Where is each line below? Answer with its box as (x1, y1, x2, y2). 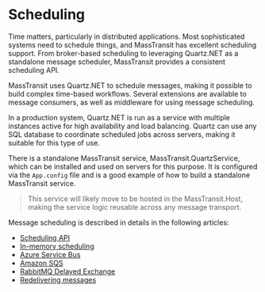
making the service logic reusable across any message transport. (27, 202, 242, 211)
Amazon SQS (19, 258, 63, 267)
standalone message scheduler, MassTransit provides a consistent (8, 57, 226, 66)
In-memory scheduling (19, 241, 94, 251)
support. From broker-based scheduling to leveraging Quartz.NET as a (8, 48, 239, 58)
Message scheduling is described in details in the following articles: (8, 218, 229, 227)
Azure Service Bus (19, 249, 81, 259)
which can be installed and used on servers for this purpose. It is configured (8, 161, 258, 171)
